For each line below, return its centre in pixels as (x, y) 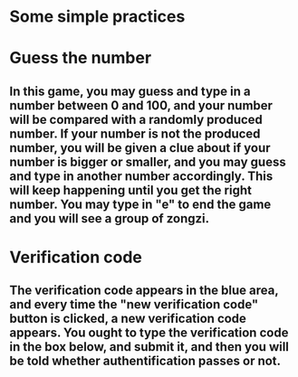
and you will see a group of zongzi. (110, 218)
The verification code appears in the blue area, (144, 291)
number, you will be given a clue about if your (140, 148)
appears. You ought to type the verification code (149, 333)
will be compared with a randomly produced (136, 119)
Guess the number (81, 58)
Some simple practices (97, 17)
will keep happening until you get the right (130, 190)
